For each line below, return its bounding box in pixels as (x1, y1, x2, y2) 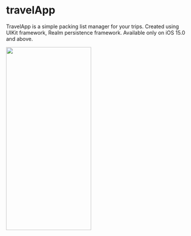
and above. (6, 35, 33, 42)
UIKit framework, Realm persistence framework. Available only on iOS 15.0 (6, 29, 186, 36)
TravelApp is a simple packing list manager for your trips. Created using (6, 23, 179, 30)
